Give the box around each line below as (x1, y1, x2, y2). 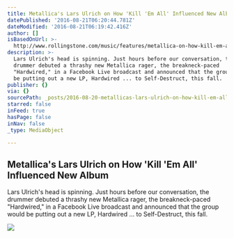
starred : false (7, 101, 52, 108)
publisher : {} (7, 81, 49, 88)
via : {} (7, 88, 30, 95)
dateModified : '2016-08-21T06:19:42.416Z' (7, 23, 132, 30)
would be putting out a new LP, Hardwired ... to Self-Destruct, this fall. (7, 210, 208, 219)
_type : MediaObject (7, 127, 64, 134)
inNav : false (7, 120, 45, 127)
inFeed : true (7, 107, 45, 114)
